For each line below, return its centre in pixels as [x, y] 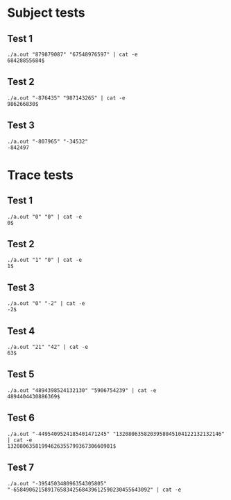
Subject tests [46, 13]
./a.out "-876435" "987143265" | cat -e [67, 98]
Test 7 [21, 468]
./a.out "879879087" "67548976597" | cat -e [72, 54]
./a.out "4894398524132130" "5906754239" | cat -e [82, 390]
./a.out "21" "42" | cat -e [48, 347]
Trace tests [41, 175]
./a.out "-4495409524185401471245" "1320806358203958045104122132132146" [116, 434]
